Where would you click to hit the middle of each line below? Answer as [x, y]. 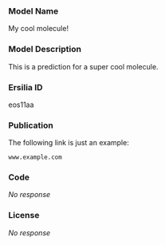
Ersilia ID [26, 87]
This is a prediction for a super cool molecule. [83, 66]
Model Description [45, 49]
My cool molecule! [39, 29]
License [24, 215]
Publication [31, 125]
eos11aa [21, 105]
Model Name [33, 11]
